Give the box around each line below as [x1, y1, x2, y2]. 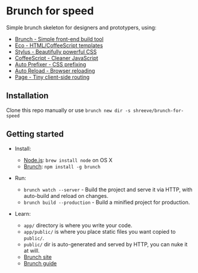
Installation [6, 91, 49, 101]
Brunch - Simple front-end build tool [14, 35, 104, 42]
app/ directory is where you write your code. [23, 222, 133, 229]
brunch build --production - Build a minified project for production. [23, 198, 190, 206]
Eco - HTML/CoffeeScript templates [14, 42, 103, 49]
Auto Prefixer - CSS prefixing [14, 61, 86, 68]
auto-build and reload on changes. [23, 192, 109, 199]
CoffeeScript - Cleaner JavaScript [14, 54, 99, 61]
